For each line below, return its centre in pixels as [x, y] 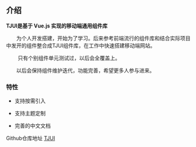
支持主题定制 [30, 114]
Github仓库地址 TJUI [31, 138]
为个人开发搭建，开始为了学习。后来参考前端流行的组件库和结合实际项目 [104, 38]
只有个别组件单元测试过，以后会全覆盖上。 [69, 58]
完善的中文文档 [32, 126]
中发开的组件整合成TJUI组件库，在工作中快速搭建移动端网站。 [81, 45]
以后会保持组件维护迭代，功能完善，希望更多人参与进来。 [86, 70]
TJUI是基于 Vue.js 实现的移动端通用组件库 [57, 26]
